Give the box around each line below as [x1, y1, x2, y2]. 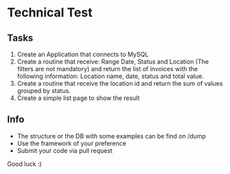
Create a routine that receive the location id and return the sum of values [16, 79, 223, 87]
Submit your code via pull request [16, 146, 113, 155]
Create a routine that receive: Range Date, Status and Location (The [16, 58, 209, 66]
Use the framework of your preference [16, 139, 127, 147]
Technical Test [7, 5, 93, 21]
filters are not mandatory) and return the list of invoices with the [16, 65, 198, 73]
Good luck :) [7, 160, 43, 168]
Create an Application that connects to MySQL [16, 50, 149, 58]
